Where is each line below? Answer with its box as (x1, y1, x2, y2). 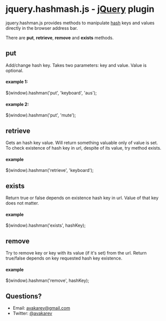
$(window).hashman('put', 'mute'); (5, 112, 76, 118)
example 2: (5, 101, 29, 107)
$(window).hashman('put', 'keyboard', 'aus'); (5, 90, 97, 96)
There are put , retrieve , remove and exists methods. (5, 35, 114, 41)
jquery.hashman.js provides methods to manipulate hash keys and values (5, 20, 155, 26)
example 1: (5, 79, 29, 85)
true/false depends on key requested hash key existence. (5, 255, 123, 261)
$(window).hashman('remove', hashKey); (5, 277, 89, 283)
